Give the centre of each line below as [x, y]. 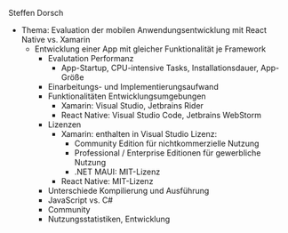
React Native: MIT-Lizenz [107, 181]
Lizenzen [64, 125]
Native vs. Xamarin [56, 40]
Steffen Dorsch [36, 13]
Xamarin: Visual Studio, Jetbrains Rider [132, 105]
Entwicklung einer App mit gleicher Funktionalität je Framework [150, 49]
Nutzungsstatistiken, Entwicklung [109, 219]
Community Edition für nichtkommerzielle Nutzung [167, 143]
